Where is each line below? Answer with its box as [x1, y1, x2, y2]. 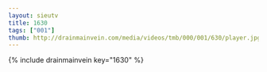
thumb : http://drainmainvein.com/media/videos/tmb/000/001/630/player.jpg [8, 33, 261, 42]
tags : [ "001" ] [8, 26, 56, 34]
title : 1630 [8, 19, 48, 27]
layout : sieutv [8, 11, 59, 20]
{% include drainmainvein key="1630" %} [8, 55, 145, 65]
